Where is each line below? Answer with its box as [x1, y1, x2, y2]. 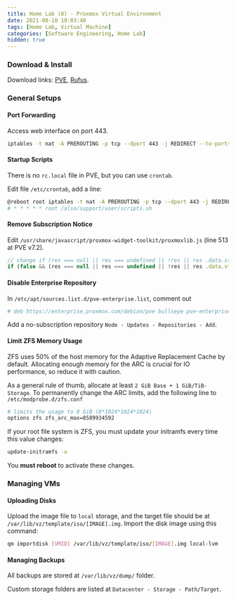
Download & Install [7, 60, 72, 70]
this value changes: [7, 435, 64, 444]
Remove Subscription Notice [7, 220, 93, 228]
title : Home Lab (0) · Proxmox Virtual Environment [7, 10, 162, 18]
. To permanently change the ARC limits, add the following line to [29, 388, 217, 396]
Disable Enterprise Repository [7, 278, 97, 287]
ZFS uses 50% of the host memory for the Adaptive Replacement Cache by [7, 352, 225, 361]
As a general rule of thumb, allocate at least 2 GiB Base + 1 [7, 381, 179, 389]
